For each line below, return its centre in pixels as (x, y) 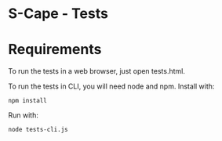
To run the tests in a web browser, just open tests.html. (97, 71)
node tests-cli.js (38, 130)
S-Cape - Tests (58, 14)
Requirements (55, 50)
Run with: (24, 115)
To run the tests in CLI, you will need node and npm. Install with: (111, 86)
